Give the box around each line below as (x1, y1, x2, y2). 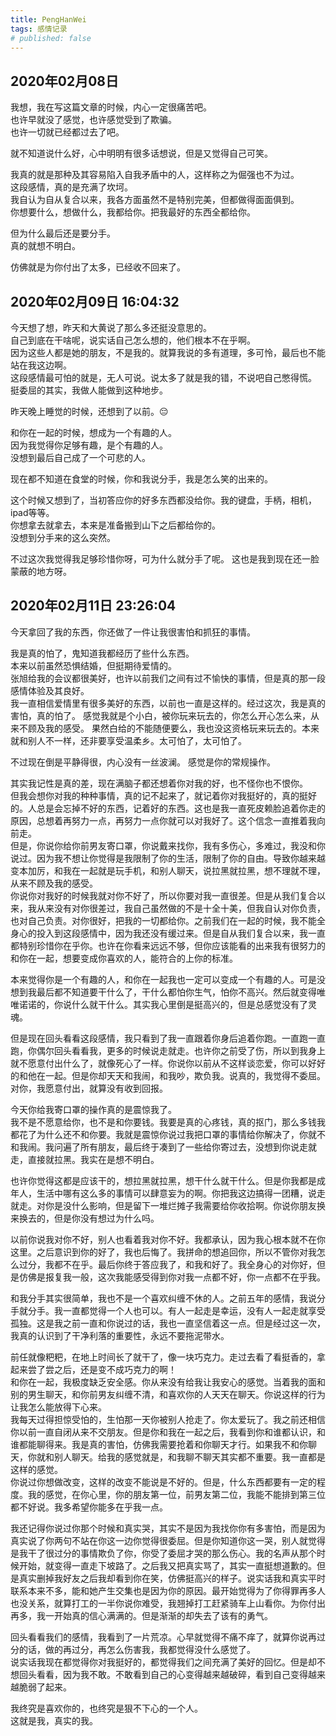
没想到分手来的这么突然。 (10, 532, 116, 543)
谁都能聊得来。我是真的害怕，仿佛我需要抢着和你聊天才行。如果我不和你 (10, 1438, 308, 1450)
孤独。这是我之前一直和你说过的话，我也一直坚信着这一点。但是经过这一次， (10, 1317, 326, 1329)
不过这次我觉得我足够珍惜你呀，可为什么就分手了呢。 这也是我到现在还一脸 (10, 553, 320, 565)
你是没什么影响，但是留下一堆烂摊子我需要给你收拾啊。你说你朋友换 (44, 1199, 326, 1211)
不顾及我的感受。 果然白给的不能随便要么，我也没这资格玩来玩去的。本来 (18, 722, 320, 734)
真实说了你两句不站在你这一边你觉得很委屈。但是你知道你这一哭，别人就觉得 (10, 1534, 326, 1546)
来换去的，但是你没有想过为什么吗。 (10, 1212, 160, 1224)
